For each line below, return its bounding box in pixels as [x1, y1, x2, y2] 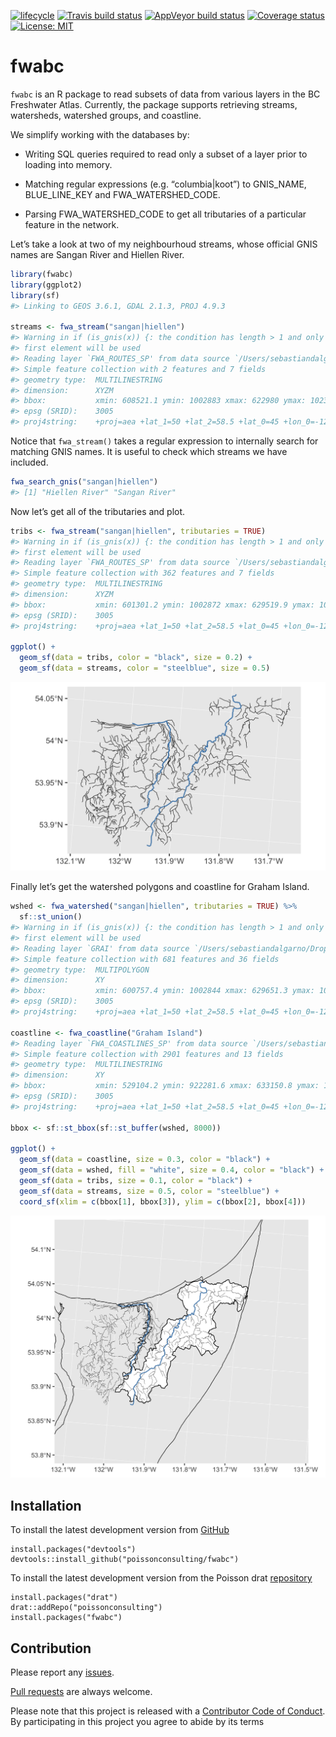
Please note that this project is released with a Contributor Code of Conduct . [10, 1705, 326, 1717]
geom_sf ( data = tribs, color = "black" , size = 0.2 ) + [19, 653, 253, 663]
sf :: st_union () [19, 912, 83, 922]
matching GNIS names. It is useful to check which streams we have [10, 446, 288, 458]
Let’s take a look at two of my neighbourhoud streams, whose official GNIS [10, 238, 318, 250]
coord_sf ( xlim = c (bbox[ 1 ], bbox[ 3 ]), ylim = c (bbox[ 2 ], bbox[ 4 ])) [19, 1196, 307, 1207]
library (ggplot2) [10, 280, 83, 290]
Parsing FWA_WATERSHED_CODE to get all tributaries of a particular [24, 208, 307, 220]
